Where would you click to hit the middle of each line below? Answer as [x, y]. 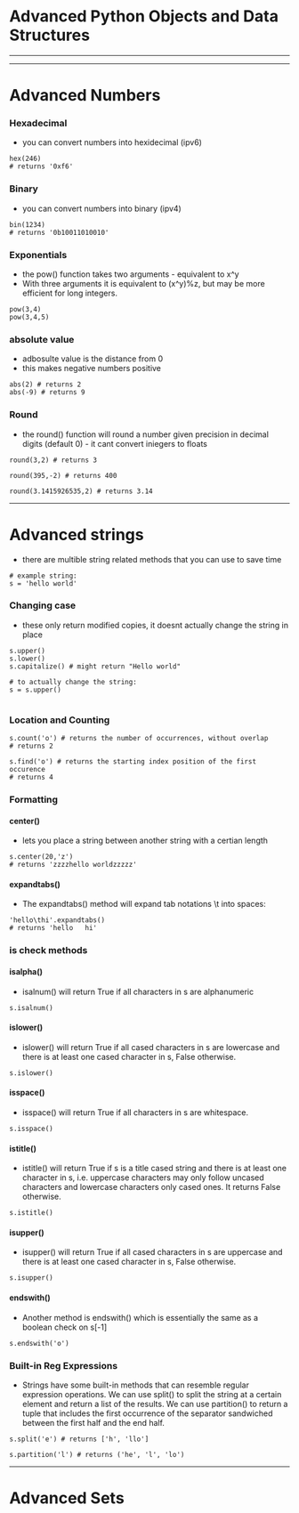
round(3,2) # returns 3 [53, 460]
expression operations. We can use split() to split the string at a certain [152, 1394]
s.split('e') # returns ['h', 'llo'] [79, 1439]
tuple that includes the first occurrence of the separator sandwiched [147, 1413]
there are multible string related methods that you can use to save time [152, 559]
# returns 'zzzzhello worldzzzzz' [73, 865]
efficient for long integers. [70, 293]
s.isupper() [31, 1278]
